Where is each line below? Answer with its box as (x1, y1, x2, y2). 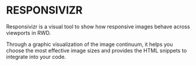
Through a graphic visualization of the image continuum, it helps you (6, 41, 173, 48)
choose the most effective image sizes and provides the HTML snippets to (6, 47, 187, 54)
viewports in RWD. (6, 29, 51, 36)
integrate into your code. (6, 53, 66, 60)
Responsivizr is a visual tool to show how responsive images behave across (6, 23, 190, 30)
